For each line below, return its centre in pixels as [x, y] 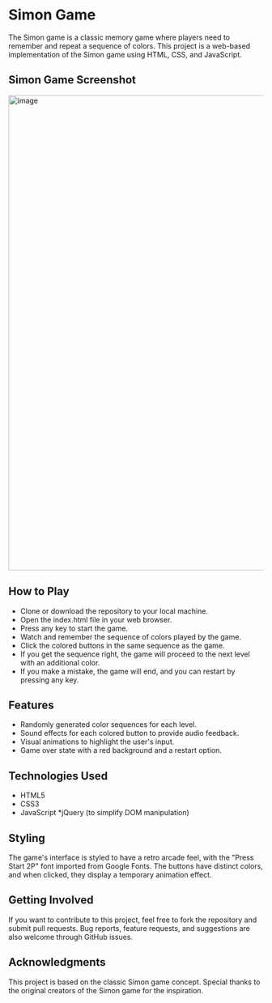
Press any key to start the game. [74, 628]
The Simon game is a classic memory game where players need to [119, 37]
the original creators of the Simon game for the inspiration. [106, 990]
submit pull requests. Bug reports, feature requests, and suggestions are [130, 928]
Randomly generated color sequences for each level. [108, 725]
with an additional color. [60, 662]
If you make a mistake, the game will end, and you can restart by [127, 671]
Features [31, 705]
